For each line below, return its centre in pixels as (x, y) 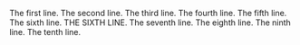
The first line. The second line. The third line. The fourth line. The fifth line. (148, 13)
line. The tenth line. (45, 32)
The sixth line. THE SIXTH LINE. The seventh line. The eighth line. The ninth (150, 22)
